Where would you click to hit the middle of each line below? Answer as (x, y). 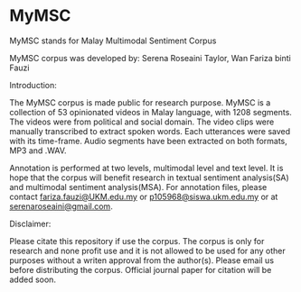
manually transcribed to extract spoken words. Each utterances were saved (150, 131)
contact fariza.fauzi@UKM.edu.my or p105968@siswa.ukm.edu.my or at (144, 196)
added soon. (33, 279)
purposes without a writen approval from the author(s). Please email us (141, 260)
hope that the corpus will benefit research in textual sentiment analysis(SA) (149, 178)
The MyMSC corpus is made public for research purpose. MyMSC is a (140, 102)
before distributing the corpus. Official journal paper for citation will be (141, 269)
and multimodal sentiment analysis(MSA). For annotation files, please (138, 187)
